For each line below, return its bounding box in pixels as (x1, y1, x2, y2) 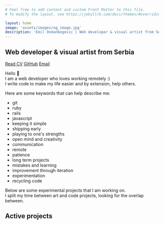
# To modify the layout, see (5, 12, 64, 17)
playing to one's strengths (12, 131, 65, 137)
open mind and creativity (12, 136, 62, 142)
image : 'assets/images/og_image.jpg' (5, 25, 82, 30)
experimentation (12, 173, 45, 178)
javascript (12, 115, 32, 121)
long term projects (12, 157, 50, 163)
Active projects (5, 212, 53, 221)
